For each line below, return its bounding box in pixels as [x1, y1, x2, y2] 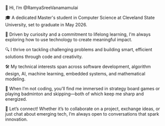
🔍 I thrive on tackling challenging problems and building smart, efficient [5, 47, 153, 52]
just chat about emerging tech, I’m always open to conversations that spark [5, 111, 160, 117]
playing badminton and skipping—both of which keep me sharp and [5, 91, 144, 97]
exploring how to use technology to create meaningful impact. [5, 37, 133, 42]
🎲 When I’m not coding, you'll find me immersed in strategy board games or [5, 86, 160, 91]
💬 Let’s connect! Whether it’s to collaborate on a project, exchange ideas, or [5, 106, 161, 112]
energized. [5, 96, 27, 102]
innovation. [5, 117, 28, 122]
